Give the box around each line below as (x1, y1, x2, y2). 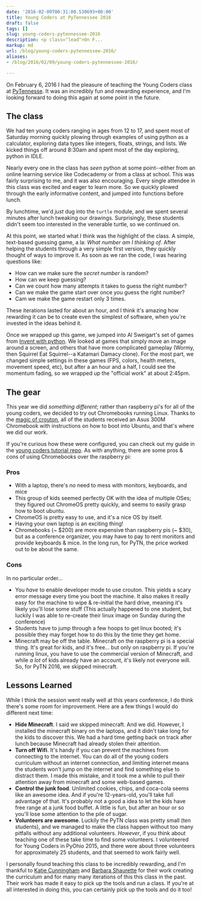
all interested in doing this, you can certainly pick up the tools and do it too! (6, 886, 192, 893)
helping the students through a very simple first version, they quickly (6, 245, 176, 253)
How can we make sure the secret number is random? (14, 270, 149, 277)
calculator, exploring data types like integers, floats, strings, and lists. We (6, 140, 187, 147)
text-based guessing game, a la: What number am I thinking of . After (6, 239, 176, 246)
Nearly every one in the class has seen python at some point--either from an (6, 164, 196, 171)
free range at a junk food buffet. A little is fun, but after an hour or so (14, 804, 184, 811)
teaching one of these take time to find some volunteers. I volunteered (14, 836, 189, 843)
